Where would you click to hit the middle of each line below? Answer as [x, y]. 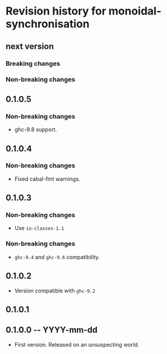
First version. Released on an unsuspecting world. [77, 344]
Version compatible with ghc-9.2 [55, 291]
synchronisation [48, 24]
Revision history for [56, 11]
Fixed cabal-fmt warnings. [47, 179]
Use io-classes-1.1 [39, 228]
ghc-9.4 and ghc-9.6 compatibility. [57, 257]
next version [30, 46]
